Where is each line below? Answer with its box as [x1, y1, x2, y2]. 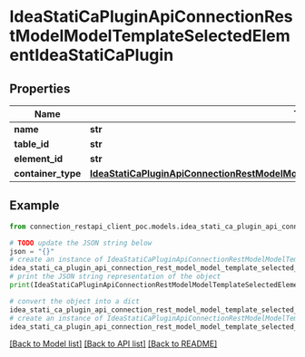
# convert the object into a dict [9, 296, 141, 305]
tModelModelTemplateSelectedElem [9, 25, 290, 46]
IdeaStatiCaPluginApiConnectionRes [9, 6, 293, 27]
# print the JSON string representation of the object [9, 272, 221, 282]
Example [9, 198, 60, 214]
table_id [14, 138, 50, 150]
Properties [9, 81, 71, 96]
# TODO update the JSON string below [9, 238, 152, 247]
